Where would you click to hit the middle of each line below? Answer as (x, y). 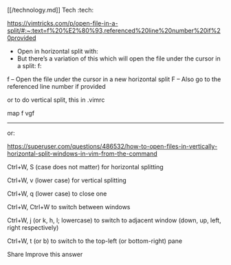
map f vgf (21, 113)
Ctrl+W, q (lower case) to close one (57, 193)
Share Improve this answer (45, 254)
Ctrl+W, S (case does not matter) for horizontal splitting (85, 167)
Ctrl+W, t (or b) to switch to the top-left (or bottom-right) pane (95, 241)
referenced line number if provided (56, 86)
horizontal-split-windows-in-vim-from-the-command (82, 153)
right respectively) (33, 227)
